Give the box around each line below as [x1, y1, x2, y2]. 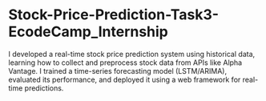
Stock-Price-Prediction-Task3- [8, 6, 219, 24]
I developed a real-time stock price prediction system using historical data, [8, 49, 256, 59]
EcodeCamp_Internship [8, 22, 168, 41]
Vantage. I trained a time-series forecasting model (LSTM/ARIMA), [8, 66, 227, 75]
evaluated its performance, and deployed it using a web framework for [8, 75, 241, 84]
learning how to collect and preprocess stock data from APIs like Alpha [8, 58, 243, 67]
